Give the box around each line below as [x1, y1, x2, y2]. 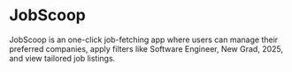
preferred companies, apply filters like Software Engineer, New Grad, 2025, [9, 43, 283, 54]
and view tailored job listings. [9, 53, 116, 63]
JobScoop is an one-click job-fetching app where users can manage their [9, 34, 279, 45]
